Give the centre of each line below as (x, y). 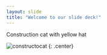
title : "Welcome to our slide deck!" (54, 17)
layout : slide (24, 12)
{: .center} (61, 46)
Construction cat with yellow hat (46, 34)
